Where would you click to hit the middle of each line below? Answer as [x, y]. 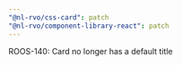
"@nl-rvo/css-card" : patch [59, 17]
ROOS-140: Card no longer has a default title [91, 51]
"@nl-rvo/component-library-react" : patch [89, 26]
